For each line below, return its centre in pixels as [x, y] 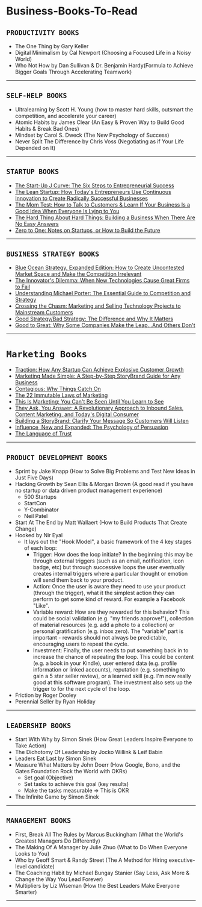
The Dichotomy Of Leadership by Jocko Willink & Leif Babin [89, 752]
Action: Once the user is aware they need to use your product [109, 587]
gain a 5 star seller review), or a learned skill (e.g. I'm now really [112, 676]
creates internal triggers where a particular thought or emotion [110, 574]
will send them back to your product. [78, 580]
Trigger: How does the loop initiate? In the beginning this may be [113, 555]
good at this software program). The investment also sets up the [112, 682]
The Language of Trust [43, 434]
